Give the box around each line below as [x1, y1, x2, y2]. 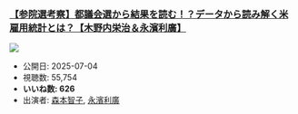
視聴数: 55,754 [22, 72, 77, 83]
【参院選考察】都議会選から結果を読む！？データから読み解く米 [9, 7, 289, 20]
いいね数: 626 [22, 83, 75, 94]
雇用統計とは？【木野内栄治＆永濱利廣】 [9, 21, 186, 33]
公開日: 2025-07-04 [22, 61, 98, 71]
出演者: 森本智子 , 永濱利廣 [22, 95, 120, 106]
